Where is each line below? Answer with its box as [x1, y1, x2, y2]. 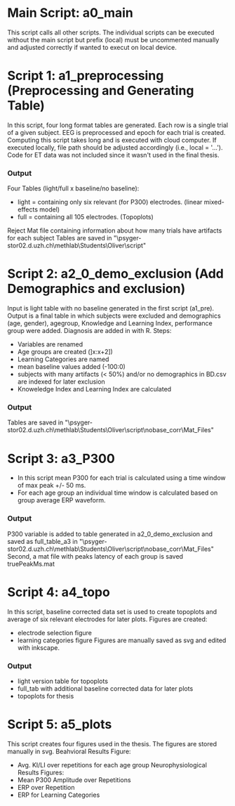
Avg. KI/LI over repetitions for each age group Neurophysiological [17, 760, 207, 769]
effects [17, 205, 39, 214]
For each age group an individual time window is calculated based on [17, 488, 218, 497]
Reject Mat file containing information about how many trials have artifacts [7, 226, 222, 235]
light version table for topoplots [17, 677, 109, 685]
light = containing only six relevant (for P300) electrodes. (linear [17, 198, 203, 207]
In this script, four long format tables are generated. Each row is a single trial [7, 121, 229, 129]
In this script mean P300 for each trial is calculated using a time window [17, 474, 226, 482]
